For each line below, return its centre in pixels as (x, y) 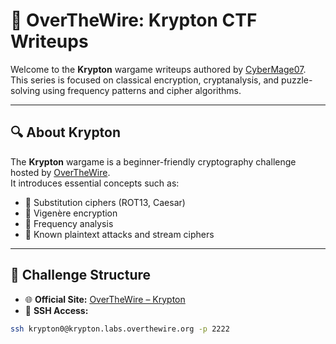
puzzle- (297, 80)
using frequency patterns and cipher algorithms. (142, 90)
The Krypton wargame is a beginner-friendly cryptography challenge (153, 161)
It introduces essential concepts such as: (95, 183)
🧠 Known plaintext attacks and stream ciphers (119, 234)
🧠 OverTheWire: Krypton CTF (134, 20)
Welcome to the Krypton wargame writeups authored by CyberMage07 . (158, 69)
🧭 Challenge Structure (81, 275)
